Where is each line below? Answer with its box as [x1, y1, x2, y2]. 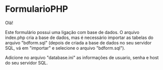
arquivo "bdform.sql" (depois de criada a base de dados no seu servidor [5, 39, 152, 45]
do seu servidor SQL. [5, 60, 48, 66]
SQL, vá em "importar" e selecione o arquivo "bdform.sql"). [5, 45, 125, 51]
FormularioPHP [5, 3, 68, 15]
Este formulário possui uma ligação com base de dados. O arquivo [5, 29, 140, 35]
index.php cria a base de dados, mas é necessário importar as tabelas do [5, 35, 154, 40]
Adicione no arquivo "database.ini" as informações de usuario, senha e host [5, 54, 159, 60]
